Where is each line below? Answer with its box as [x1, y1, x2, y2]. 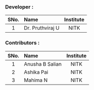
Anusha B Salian [24, 60, 62, 67]
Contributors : [5, 40, 40, 46]
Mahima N [24, 77, 48, 84]
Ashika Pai [24, 68, 48, 75]
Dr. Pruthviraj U [24, 25, 60, 32]
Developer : [5, 3, 34, 10]
